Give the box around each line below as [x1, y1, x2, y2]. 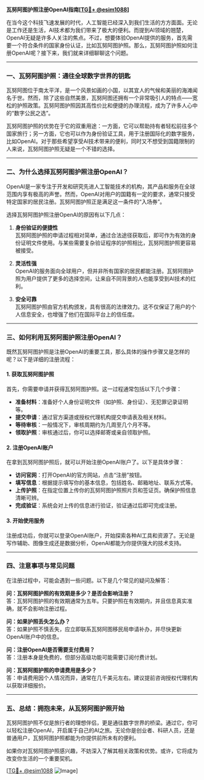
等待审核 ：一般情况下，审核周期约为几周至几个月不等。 [15, 421, 154, 429]
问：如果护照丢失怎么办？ [6, 617, 70, 625]
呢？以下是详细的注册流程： [6, 356, 76, 363]
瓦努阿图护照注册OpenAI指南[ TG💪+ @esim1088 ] [6, 6, 129, 13]
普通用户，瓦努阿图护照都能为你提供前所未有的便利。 [6, 734, 140, 742]
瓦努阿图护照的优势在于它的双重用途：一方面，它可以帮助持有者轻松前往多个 [6, 122, 198, 130]
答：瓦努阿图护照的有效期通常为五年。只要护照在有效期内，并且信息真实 [6, 597, 187, 605]
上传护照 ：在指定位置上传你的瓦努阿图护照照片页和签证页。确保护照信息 [15, 487, 196, 494]
